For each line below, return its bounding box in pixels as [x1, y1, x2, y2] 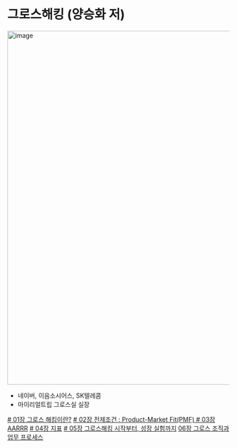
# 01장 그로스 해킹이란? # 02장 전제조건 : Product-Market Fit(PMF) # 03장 [7, 415, 216, 423]
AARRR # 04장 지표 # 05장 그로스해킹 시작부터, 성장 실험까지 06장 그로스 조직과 [7, 424, 230, 432]
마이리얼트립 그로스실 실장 [17, 400, 90, 408]
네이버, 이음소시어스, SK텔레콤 [17, 391, 102, 400]
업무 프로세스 [7, 432, 44, 441]
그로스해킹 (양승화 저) [7, 6, 126, 23]
